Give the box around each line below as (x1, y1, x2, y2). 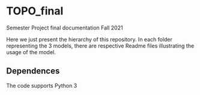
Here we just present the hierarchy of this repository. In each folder (6, 35, 173, 43)
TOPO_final (6, 4, 64, 18)
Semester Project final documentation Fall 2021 (6, 24, 123, 31)
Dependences (6, 66, 60, 76)
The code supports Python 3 (6, 82, 77, 89)
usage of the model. (6, 48, 56, 55)
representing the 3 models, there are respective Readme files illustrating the (6, 42, 195, 49)
